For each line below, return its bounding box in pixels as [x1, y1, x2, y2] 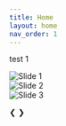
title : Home [9, 12, 54, 22]
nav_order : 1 [9, 29, 58, 38]
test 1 [9, 54, 29, 65]
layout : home [9, 21, 58, 30]
